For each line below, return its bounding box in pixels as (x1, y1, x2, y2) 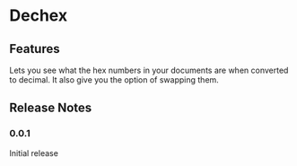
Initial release (9, 147, 58, 158)
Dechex (9, 5, 68, 26)
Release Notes (9, 100, 92, 116)
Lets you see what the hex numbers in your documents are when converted (9, 65, 289, 75)
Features (9, 41, 60, 57)
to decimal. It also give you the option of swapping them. (9, 74, 220, 85)
